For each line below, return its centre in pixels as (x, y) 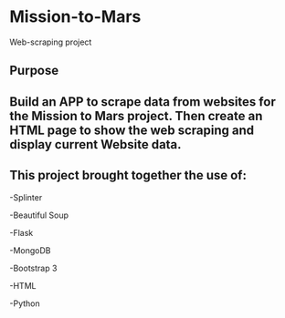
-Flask (21, 232)
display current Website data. (95, 144)
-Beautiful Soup (39, 215)
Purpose (34, 71)
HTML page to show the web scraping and (132, 130)
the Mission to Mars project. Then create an (136, 116)
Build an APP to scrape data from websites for (142, 102)
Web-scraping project (51, 42)
